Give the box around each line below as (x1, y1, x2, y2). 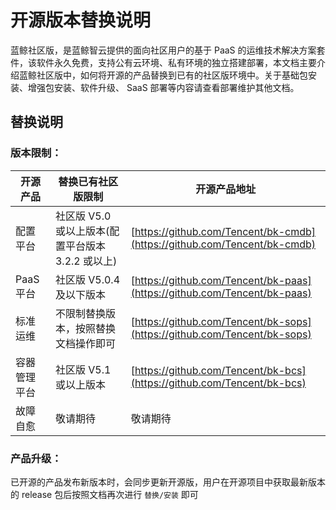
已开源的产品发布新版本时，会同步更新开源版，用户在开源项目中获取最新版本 (10, 476, 326, 488)
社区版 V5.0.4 (54, 272, 121, 286)
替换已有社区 (58, 174, 119, 188)
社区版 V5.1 (54, 362, 112, 376)
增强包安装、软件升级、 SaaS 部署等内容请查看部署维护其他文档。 (27, 81, 300, 93)
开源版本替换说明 (10, 9, 152, 32)
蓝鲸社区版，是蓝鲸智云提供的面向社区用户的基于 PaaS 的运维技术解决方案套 (10, 44, 326, 56)
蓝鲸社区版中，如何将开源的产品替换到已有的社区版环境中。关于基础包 (18, 69, 308, 81)
